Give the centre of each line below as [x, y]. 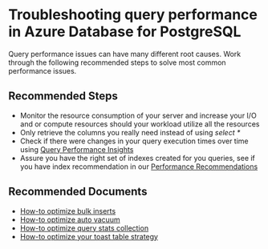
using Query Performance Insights [77, 149]
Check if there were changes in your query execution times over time [134, 141]
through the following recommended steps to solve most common [117, 62]
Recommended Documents [78, 192]
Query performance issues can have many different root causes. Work [125, 54]
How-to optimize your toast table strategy [89, 236]
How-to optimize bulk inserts [68, 211]
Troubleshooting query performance [133, 15]
